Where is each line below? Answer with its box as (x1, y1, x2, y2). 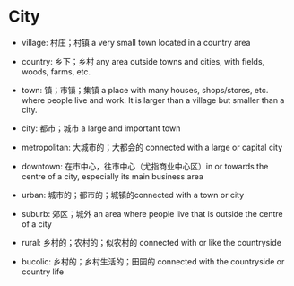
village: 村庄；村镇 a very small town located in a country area (21, 37, 251, 48)
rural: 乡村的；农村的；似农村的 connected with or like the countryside (21, 237, 281, 247)
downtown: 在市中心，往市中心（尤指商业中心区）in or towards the (21, 160, 269, 171)
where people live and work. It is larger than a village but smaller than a (21, 94, 285, 105)
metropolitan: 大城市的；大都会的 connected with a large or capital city (21, 142, 283, 152)
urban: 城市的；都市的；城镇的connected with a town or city (21, 189, 244, 200)
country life (21, 266, 65, 277)
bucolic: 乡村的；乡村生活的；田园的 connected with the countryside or (21, 256, 285, 266)
